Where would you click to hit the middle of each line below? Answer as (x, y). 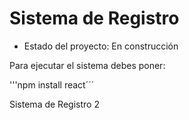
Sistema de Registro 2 (54, 104)
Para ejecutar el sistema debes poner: (87, 65)
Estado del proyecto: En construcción (101, 46)
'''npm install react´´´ (52, 84)
